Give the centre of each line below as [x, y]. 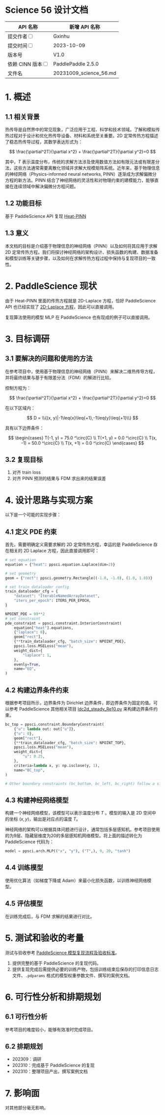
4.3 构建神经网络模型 [37, 800]
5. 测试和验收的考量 [44, 938]
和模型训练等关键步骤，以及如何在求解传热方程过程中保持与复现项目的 [76, 258]
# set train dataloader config [37, 587]
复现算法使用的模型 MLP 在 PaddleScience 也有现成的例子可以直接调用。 [79, 317]
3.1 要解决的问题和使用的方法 [49, 359]
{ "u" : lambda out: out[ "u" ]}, [45, 729]
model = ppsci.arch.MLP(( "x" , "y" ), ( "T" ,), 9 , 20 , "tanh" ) [68, 851]
